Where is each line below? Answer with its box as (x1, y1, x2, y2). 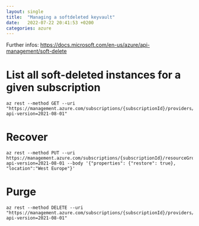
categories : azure (6, 25, 52, 31)
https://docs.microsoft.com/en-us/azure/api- (40, 41, 150, 49)
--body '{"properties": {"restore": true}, (67, 160, 176, 166)
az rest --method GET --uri (6, 101, 76, 106)
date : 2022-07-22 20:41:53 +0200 (6, 20, 94, 25)
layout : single (6, 8, 44, 15)
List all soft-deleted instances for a (6, 69, 181, 82)
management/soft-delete (6, 48, 67, 55)
